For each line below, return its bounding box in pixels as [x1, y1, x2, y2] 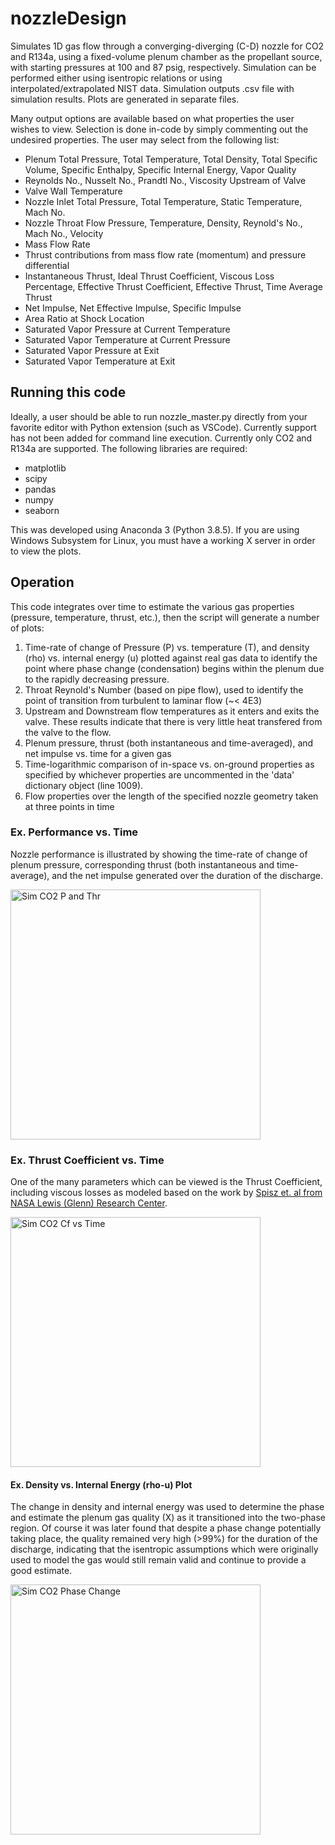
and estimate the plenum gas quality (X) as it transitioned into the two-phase [10, 1512, 326, 1524]
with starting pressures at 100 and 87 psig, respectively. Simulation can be [10, 61, 317, 73]
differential [24, 259, 70, 271]
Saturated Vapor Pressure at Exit [24, 344, 160, 356]
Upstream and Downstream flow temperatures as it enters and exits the [24, 705, 320, 717]
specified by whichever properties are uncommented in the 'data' [24, 768, 295, 781]
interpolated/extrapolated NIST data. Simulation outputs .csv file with [10, 82, 295, 94]
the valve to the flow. [24, 726, 112, 738]
